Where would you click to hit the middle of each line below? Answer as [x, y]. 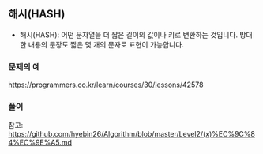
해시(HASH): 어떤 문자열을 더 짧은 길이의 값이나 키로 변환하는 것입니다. [129, 35]
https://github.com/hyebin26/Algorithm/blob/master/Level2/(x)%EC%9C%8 [131, 134]
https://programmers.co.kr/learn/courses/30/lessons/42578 [106, 85]
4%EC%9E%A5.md [40, 143]
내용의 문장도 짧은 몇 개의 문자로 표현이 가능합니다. [106, 44]
